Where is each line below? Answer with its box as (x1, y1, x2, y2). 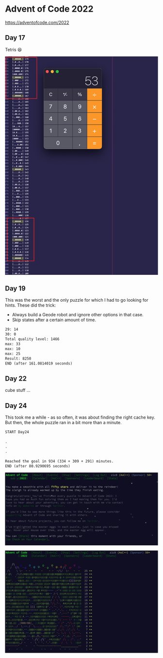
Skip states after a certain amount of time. (12, 317, 96, 323)
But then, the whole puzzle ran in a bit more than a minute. (5, 419, 122, 425)
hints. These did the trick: (5, 302, 56, 308)
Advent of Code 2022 (5, 3, 94, 15)
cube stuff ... (5, 387, 31, 393)
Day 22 (5, 374, 27, 383)
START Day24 (5, 429, 29, 434)
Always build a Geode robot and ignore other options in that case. (12, 312, 144, 318)
